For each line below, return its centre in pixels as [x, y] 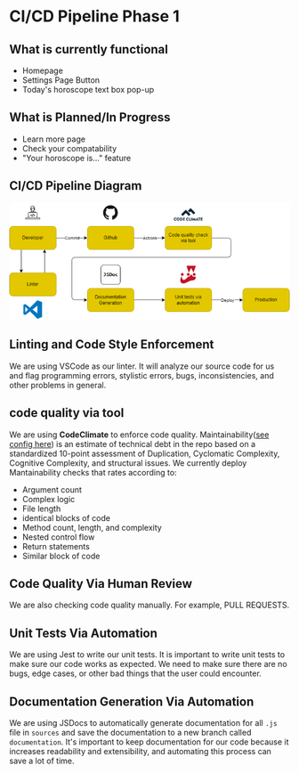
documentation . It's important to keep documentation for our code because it [149, 742]
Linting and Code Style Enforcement [112, 345]
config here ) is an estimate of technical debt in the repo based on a [133, 443]
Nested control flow [58, 537]
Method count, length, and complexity [92, 527]
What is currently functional [89, 49]
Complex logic [48, 499]
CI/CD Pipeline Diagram [76, 186]
